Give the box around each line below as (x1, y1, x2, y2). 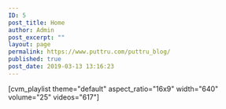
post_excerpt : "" (8, 33, 65, 42)
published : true (8, 56, 61, 64)
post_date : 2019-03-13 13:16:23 (8, 63, 114, 71)
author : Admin (8, 26, 55, 34)
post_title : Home (8, 19, 65, 27)
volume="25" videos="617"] (8, 92, 100, 102)
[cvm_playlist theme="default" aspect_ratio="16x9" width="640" (8, 84, 219, 93)
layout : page (8, 41, 51, 49)
